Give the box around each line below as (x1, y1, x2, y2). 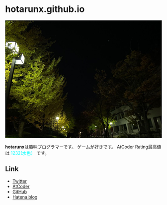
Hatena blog (12, 194, 38, 200)
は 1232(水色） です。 (5, 150, 50, 156)
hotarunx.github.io (5, 3, 85, 15)
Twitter (12, 178, 27, 184)
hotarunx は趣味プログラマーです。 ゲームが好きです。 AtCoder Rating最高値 (5, 144, 162, 150)
